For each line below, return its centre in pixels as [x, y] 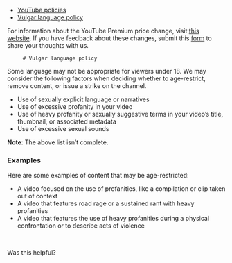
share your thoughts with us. [48, 45]
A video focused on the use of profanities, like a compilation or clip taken [121, 189]
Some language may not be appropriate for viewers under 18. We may [107, 71]
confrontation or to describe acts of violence [81, 226]
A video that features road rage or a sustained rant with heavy [106, 203]
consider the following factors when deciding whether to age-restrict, [106, 78]
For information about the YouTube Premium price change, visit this [103, 31]
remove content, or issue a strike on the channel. [77, 86]
